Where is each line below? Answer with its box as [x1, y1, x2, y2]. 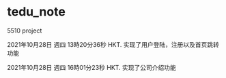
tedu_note [7, 4, 66, 20]
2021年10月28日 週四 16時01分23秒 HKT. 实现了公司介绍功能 [7, 63, 176, 71]
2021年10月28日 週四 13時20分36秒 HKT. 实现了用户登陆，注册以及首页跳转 [7, 40, 220, 48]
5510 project [7, 26, 42, 35]
